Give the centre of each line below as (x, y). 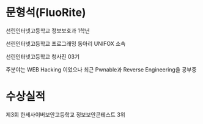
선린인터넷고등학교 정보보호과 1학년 (48, 31)
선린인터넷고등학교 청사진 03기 (43, 56)
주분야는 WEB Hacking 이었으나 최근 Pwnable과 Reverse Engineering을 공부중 (101, 69)
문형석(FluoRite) (46, 13)
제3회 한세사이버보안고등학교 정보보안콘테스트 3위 (66, 114)
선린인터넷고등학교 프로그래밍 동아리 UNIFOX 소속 (66, 43)
